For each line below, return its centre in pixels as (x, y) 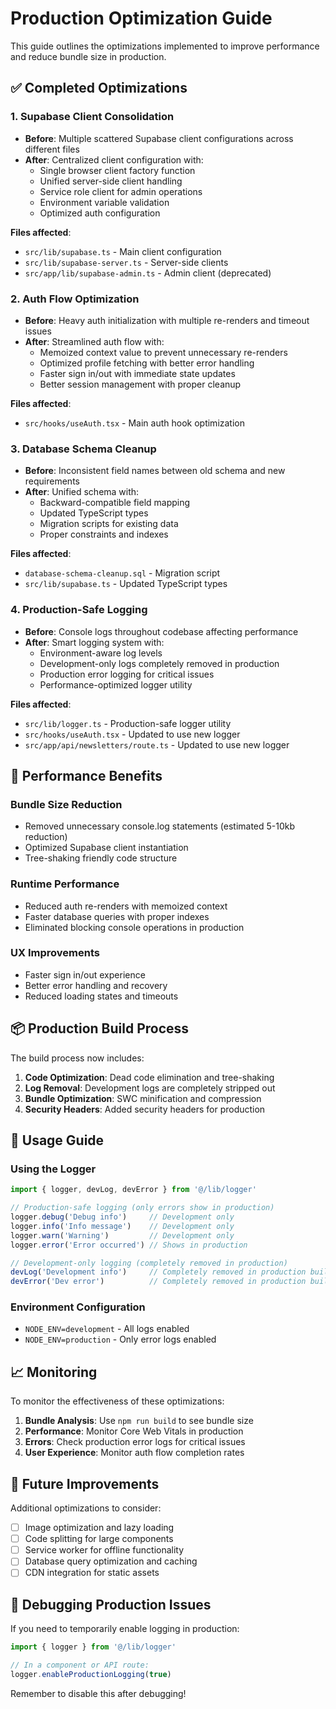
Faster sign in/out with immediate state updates (137, 373)
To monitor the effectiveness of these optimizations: (117, 1401)
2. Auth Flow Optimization (75, 299)
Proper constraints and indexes (104, 534)
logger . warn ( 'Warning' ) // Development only (122, 1235)
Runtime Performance (65, 884)
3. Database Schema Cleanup (83, 449)
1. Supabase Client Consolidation (92, 117)
